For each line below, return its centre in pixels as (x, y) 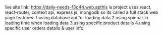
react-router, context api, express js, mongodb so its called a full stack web (81, 12)
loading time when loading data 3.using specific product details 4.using (78, 23)
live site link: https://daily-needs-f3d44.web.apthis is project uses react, (78, 7)
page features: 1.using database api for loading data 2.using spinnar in (76, 18)
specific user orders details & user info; (45, 28)
